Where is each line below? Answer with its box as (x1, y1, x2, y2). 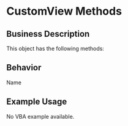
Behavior (6, 62, 42, 73)
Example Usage (6, 97, 67, 107)
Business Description (6, 29, 90, 39)
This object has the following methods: (6, 45, 104, 52)
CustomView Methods (6, 4, 122, 18)
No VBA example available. (6, 113, 75, 120)
